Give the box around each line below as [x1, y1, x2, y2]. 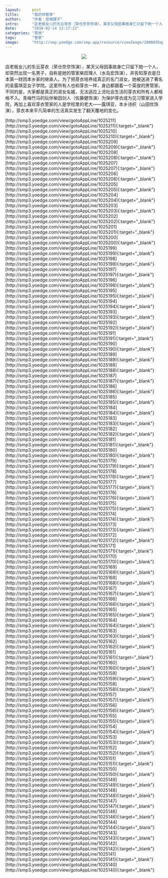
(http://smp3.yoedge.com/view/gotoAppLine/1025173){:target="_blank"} [5, 526, 154, 533]
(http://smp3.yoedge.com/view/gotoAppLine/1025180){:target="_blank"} [5, 452, 155, 458]
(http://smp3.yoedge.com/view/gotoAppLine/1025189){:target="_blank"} [5, 356, 154, 363]
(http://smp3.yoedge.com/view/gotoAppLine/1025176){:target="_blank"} [5, 495, 154, 501]
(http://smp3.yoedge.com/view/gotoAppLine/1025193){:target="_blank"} [5, 314, 154, 320]
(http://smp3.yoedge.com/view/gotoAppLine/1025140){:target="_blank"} [5, 866, 155, 873]
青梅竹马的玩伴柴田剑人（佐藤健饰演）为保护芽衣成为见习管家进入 [22, 95, 158, 101]
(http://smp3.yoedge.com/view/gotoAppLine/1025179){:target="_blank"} [5, 463, 154, 469]
